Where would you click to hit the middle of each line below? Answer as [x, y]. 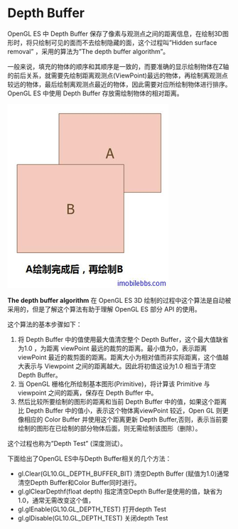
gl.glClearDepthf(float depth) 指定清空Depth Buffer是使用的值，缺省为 [120, 491]
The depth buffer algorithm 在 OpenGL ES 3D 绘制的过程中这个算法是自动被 [119, 300]
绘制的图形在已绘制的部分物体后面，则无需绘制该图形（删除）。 [109, 428]
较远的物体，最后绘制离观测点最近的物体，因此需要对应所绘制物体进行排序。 [119, 84]
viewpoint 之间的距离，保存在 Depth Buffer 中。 [87, 392]
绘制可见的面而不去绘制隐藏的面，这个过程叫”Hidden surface [128, 42]
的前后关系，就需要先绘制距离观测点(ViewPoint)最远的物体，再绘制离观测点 [118, 75]
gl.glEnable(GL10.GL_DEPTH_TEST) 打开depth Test [92, 509]
